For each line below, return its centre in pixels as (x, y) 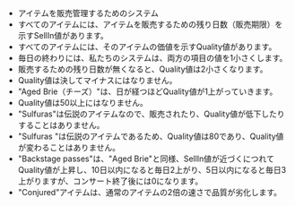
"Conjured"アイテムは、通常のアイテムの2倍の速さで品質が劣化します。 (150, 192)
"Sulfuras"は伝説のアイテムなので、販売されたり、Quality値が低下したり (151, 114)
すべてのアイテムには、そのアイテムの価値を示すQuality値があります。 (147, 47)
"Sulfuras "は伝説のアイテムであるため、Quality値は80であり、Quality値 (151, 136)
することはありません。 (61, 125)
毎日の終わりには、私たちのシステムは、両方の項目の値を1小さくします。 (152, 58)
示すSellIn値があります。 (63, 35)
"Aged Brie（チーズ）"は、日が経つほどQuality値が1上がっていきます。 (147, 91)
